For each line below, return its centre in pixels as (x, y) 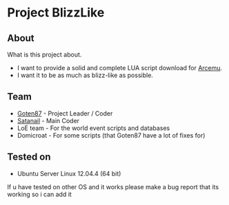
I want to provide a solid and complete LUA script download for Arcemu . (120, 68)
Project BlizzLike (56, 13)
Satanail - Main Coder (48, 120)
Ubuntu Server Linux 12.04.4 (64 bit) (69, 173)
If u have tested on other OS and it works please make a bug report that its (113, 186)
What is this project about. (44, 54)
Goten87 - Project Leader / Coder (65, 113)
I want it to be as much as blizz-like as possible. (85, 75)
